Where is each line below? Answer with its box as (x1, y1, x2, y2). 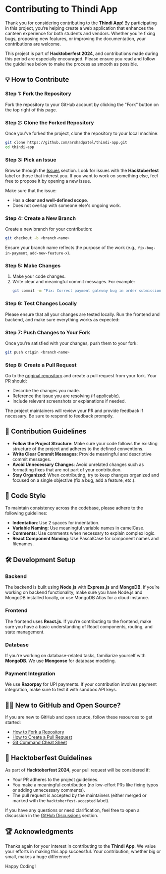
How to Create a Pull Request (12, 734, 73, 740)
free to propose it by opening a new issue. (5, 178, 92, 184)
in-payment (5, 251, 28, 256)
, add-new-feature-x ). (27, 250, 71, 256)
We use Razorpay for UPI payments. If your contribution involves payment (5, 681, 157, 687)
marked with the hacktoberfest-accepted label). (12, 797, 110, 803)
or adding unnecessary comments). (12, 787, 85, 793)
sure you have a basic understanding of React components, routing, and (5, 623, 153, 629)
